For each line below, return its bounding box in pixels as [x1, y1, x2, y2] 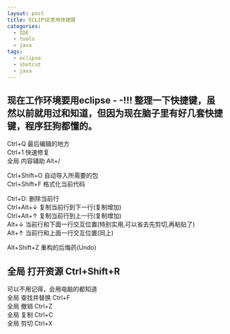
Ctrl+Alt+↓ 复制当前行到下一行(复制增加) [7, 203, 122, 211]
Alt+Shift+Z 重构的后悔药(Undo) [7, 243, 97, 252]
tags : [7, 49, 23, 56]
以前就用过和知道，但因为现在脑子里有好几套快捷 [16, 107, 223, 119]
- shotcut [13, 61, 41, 68]
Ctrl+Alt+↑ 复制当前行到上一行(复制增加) [7, 212, 122, 220]
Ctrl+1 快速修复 [7, 148, 50, 156]
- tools [13, 36, 36, 43]
